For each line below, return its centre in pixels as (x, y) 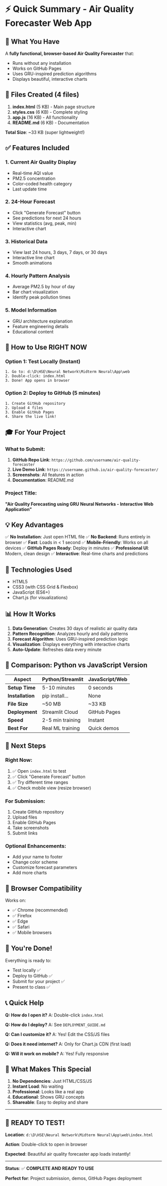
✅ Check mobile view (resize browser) (52, 788)
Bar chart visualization (35, 292)
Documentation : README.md (43, 480)
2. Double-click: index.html (35, 376)
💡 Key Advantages (34, 525)
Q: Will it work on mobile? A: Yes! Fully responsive (57, 1053)
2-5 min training (61, 720)
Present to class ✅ (31, 987)
